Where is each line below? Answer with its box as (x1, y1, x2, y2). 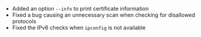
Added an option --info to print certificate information (12, 5, 149, 12)
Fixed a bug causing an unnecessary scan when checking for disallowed (12, 11, 196, 18)
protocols (12, 18, 37, 24)
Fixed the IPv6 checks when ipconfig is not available (12, 24, 146, 31)
